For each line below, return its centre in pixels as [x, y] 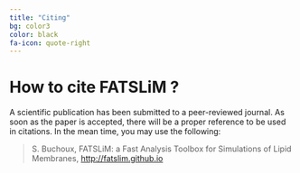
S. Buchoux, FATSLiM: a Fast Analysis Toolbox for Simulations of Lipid [161, 149]
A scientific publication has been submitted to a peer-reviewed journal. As [147, 113]
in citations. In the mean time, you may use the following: [115, 132]
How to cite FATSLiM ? [94, 87]
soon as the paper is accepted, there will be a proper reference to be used [148, 122]
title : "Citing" [40, 18]
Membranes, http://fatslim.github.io [97, 159]
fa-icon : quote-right [50, 43]
